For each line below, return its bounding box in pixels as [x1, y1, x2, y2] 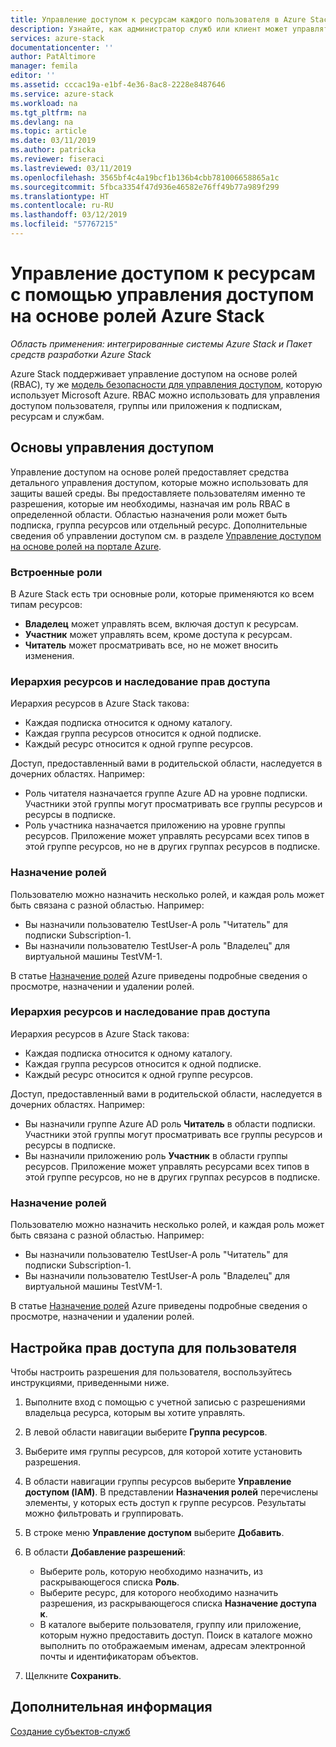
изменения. [24, 649, 75, 661]
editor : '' [10, 71, 56, 81]
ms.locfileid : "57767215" [10, 219, 118, 230]
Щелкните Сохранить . [24, 1669, 122, 1681]
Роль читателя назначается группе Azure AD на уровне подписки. [24, 787, 308, 800]
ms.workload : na [10, 98, 78, 108]
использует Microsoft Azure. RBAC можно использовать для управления [10, 389, 321, 401]
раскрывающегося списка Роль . [39, 1576, 180, 1588]
